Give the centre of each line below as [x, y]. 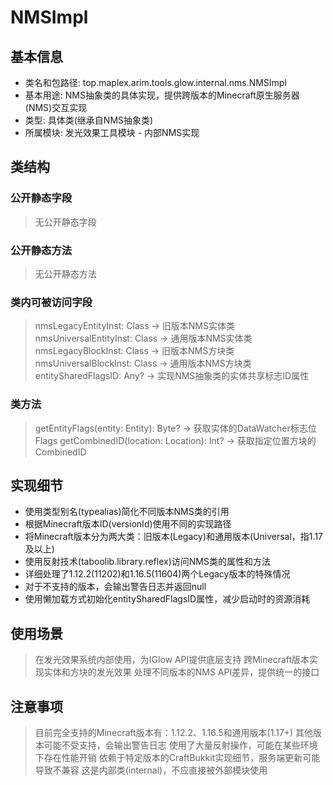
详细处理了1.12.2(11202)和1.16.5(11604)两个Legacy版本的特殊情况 [157, 574]
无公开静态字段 [65, 222]
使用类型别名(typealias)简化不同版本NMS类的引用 [127, 512]
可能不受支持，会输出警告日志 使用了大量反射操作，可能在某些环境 [180, 745]
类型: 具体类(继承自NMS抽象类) [89, 120]
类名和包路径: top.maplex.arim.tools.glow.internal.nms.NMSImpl [155, 82]
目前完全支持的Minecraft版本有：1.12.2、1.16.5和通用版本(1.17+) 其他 [174, 733]
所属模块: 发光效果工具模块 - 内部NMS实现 [112, 132]
